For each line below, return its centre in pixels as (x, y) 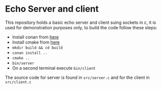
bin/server (23, 63)
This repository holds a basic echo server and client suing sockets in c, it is (81, 22)
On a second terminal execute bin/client (54, 68)
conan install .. (30, 53)
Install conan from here (35, 37)
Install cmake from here (36, 42)
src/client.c (18, 82)
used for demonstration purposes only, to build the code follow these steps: (81, 27)
